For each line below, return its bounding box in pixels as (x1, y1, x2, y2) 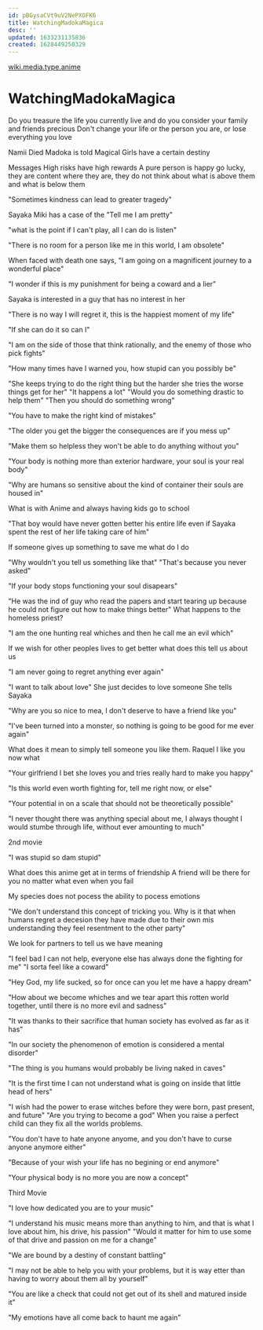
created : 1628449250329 (8, 41, 86, 49)
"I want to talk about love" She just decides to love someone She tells (8, 683, 232, 692)
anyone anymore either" (8, 1142, 86, 1152)
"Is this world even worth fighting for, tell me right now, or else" (8, 783, 213, 793)
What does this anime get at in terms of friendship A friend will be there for (8, 868, 250, 878)
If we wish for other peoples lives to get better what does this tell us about (8, 643, 249, 653)
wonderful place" (8, 264, 64, 273)
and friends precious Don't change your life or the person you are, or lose (8, 124, 247, 134)
